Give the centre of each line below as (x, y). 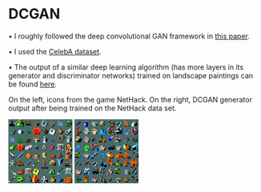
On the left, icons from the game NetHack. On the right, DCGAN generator (130, 99)
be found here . (33, 84)
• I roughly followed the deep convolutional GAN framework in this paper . (129, 36)
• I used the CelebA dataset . (55, 51)
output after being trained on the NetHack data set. (92, 108)
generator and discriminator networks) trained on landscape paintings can (131, 75)
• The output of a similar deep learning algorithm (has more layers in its (126, 67)
